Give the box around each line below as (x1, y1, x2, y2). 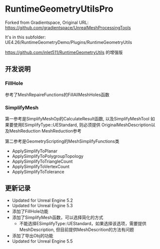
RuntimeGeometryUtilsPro (5, 3, 114, 15)
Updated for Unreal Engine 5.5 (12, 238, 73, 244)
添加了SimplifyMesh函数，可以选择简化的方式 (12, 214, 103, 220)
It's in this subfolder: (5, 34, 46, 40)
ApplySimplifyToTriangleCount (12, 158, 73, 164)
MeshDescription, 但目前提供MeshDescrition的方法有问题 (19, 227, 134, 232)
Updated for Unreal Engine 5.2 (12, 197, 73, 203)
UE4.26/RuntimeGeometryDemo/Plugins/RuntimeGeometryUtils (5, 39, 132, 45)
